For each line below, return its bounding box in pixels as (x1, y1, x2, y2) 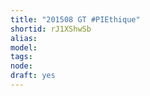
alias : (10, 33, 38, 43)
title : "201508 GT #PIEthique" (10, 14, 141, 25)
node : (10, 61, 33, 71)
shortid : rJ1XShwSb (10, 24, 92, 34)
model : (10, 42, 38, 53)
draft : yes (10, 71, 56, 81)
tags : (10, 52, 33, 62)
